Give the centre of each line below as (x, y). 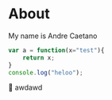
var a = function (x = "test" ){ (56, 50)
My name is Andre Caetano (53, 36)
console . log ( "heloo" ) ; (46, 72)
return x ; (39, 58)
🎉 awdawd (25, 87)
